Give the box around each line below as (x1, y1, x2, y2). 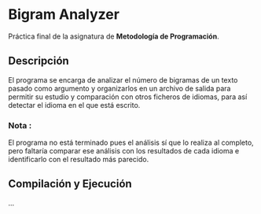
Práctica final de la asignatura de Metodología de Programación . (8, 31, 219, 41)
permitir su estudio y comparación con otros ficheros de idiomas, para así (8, 92, 248, 101)
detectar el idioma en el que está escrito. (8, 100, 141, 109)
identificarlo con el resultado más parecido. (8, 155, 149, 164)
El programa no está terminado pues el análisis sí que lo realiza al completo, (8, 138, 254, 147)
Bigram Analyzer (8, 6, 120, 24)
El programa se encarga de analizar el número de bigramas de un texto (8, 75, 238, 84)
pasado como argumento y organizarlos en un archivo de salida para (8, 83, 231, 93)
